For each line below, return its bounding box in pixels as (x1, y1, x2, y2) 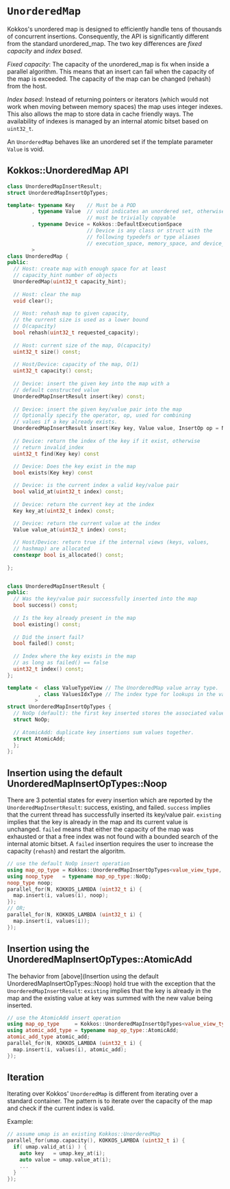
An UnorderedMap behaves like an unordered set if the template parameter (7, 137, 214, 145)
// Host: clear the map (13, 291, 81, 298)
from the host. (7, 82, 47, 90)
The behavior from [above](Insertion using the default (7, 972, 159, 980)
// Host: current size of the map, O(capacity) (13, 341, 152, 349)
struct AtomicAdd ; (13, 735, 66, 742)
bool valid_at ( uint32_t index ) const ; (13, 488, 125, 495)
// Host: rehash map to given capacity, (13, 310, 130, 317)
